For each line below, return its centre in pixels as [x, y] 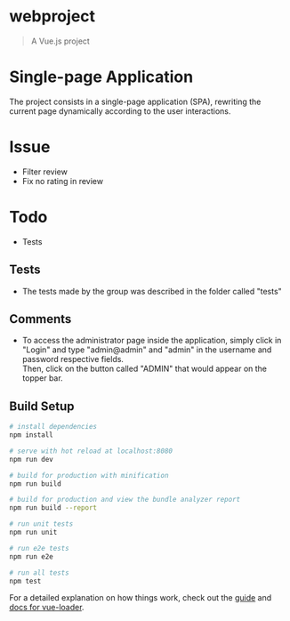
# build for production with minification [89, 475]
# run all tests [39, 573]
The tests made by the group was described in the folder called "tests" [152, 291]
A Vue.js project [60, 41]
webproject [52, 16]
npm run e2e [31, 556]
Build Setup [42, 406]
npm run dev [31, 459]
